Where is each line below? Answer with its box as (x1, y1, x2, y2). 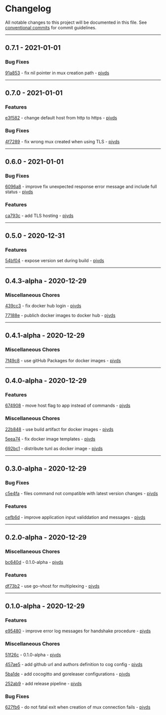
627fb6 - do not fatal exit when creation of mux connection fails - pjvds (5, 704, 151, 710)
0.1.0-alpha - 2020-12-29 (5, 602, 85, 610)
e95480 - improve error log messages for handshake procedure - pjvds (5, 628, 151, 634)
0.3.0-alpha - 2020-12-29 (5, 464, 86, 473)
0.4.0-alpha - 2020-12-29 (5, 377, 87, 385)
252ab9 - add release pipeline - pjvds (5, 680, 82, 686)
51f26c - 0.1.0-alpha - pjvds (5, 652, 61, 658)
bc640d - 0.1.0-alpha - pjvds (5, 559, 63, 565)
